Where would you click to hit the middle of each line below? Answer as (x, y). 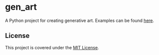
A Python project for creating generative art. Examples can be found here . (79, 20)
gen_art (21, 7)
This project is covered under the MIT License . (52, 47)
